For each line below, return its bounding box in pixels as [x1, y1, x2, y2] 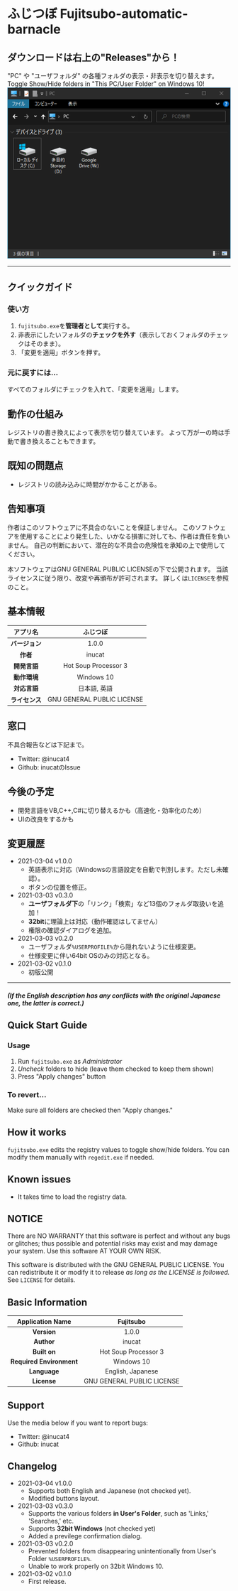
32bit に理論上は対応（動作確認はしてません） [28, 917, 161, 926]
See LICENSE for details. [7, 1276, 76, 1284]
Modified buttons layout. [28, 1494, 100, 1503]
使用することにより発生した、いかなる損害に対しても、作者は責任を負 [19, 532, 225, 540]
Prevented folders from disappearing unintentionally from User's [28, 1547, 217, 1555]
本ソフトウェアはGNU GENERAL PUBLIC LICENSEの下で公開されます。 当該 [7, 565, 229, 573]
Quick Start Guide [7, 1020, 88, 1032]
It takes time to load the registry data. [17, 1192, 127, 1201]
